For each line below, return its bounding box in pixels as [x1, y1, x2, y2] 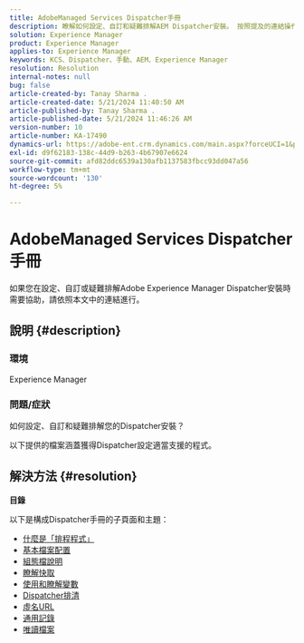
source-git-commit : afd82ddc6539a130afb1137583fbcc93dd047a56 [9, 156, 249, 166]
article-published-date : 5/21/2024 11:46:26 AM [9, 114, 193, 123]
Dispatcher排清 [22, 589, 80, 600]
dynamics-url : [9, 140, 63, 149]
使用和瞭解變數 [22, 578, 79, 589]
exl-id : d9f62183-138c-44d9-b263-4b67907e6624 [9, 148, 188, 157]
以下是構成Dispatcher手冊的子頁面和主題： [9, 513, 169, 524]
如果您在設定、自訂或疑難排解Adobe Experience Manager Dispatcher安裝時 [9, 283, 291, 294]
